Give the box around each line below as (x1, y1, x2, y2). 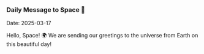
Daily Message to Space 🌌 (6, 6, 86, 14)
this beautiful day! (6, 40, 52, 48)
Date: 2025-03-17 (6, 20, 51, 27)
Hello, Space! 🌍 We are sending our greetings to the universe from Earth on (6, 32, 198, 39)
